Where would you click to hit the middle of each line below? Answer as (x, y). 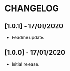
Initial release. (25, 64)
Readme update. (28, 37)
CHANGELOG (32, 8)
